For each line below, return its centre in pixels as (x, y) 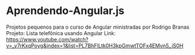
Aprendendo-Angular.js (65, 11)
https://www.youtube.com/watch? (47, 39)
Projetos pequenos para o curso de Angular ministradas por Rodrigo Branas (98, 27)
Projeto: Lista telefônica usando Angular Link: (61, 33)
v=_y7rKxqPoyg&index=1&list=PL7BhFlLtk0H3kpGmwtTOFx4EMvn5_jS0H (95, 46)
